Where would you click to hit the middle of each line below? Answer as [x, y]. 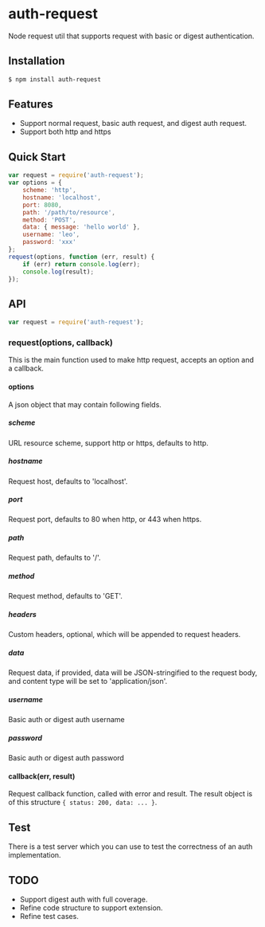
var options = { [35, 183]
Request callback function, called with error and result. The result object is [131, 794]
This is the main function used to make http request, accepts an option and [131, 360]
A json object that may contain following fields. [85, 404]
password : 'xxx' [50, 242]
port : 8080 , [42, 205]
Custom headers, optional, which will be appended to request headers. [125, 634]
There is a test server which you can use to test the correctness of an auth [131, 846]
